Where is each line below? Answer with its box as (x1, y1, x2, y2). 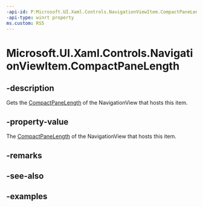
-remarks (6, 150, 42, 160)
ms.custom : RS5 (6, 20, 45, 26)
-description (6, 83, 54, 93)
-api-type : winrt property (6, 15, 74, 21)
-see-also (6, 171, 44, 181)
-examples (6, 191, 48, 202)
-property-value (6, 116, 69, 127)
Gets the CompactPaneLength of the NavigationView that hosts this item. (6, 99, 188, 107)
